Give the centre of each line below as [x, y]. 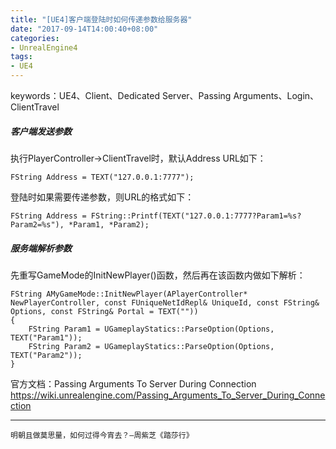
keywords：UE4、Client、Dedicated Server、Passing [121, 95]
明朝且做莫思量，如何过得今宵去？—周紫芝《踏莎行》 [102, 435]
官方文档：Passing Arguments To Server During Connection [133, 383]
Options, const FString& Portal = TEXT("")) [104, 311]
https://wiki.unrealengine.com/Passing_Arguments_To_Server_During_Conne [168, 395]
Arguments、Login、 [276, 95]
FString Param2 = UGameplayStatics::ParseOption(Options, [151, 346]
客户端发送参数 [41, 131]
